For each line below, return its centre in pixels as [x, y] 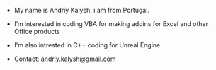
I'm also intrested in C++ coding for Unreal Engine [87, 45]
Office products [37, 31]
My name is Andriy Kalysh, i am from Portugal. [82, 10]
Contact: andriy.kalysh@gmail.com [65, 59]
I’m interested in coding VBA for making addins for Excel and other [111, 24]
